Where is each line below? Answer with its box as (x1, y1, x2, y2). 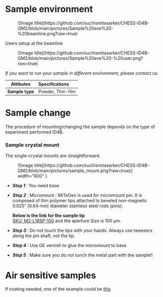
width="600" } (17, 173, 48, 179)
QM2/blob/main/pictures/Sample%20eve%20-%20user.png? (17, 55, 143, 61)
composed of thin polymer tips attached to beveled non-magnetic (12, 198, 148, 204)
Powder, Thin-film (38, 88, 76, 94)
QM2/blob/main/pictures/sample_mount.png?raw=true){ (17, 168, 133, 174)
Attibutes (10, 81, 31, 87)
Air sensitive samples (5, 270, 96, 281)
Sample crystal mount (5, 142, 60, 148)
